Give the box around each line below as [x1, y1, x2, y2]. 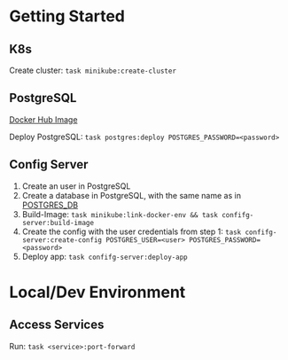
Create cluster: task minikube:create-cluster [9, 65, 177, 75]
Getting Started [9, 6, 126, 27]
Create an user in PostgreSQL [21, 180, 131, 192]
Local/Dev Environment [9, 282, 186, 302]
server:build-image [21, 218, 95, 227]
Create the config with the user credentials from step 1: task [21, 226, 242, 237]
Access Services [9, 317, 105, 333]
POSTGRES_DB [21, 200, 78, 210]
